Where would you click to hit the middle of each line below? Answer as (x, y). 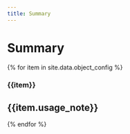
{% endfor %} (27, 124)
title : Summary (29, 14)
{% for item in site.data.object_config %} (65, 67)
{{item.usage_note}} (53, 107)
